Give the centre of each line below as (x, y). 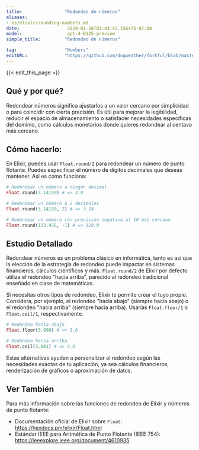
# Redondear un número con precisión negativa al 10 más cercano (88, 220)
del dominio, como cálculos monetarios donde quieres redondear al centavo (99, 124)
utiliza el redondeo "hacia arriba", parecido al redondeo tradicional (87, 277)
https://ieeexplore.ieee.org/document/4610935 (72, 440)
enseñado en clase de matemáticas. (50, 284)
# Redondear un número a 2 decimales (53, 204)
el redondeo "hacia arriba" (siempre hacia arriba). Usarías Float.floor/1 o (97, 307)
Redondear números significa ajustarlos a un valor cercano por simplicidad (98, 105)
